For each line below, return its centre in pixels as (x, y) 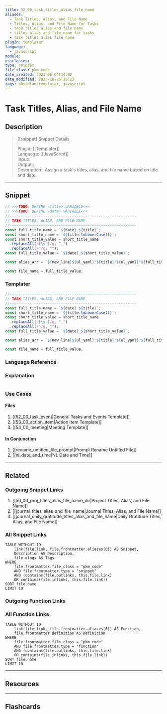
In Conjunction (21, 438)
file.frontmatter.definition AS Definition (60, 633)
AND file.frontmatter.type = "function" (56, 646)
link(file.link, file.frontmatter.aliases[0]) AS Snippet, (77, 549)
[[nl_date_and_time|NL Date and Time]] (52, 455)
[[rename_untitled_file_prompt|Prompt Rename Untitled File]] (74, 450)
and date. (27, 175)
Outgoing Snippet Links (34, 490)
